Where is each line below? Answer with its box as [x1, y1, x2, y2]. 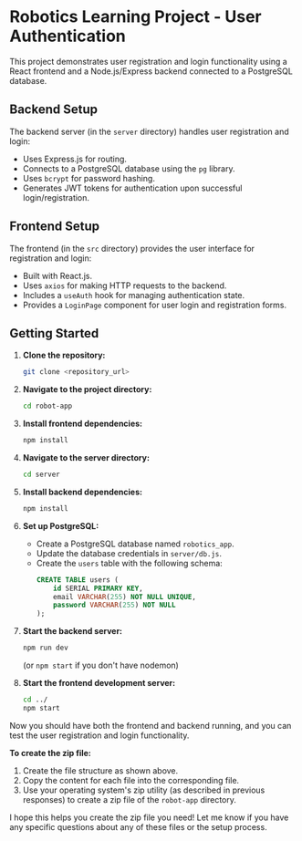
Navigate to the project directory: [22, 384, 152, 395]
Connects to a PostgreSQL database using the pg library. [22, 162, 235, 174]
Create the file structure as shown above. [22, 764, 179, 776]
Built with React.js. [22, 270, 93, 281]
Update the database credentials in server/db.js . [36, 547, 222, 558]
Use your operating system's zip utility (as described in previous [22, 784, 266, 795]
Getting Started [9, 326, 99, 341]
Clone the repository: [22, 349, 106, 361]
